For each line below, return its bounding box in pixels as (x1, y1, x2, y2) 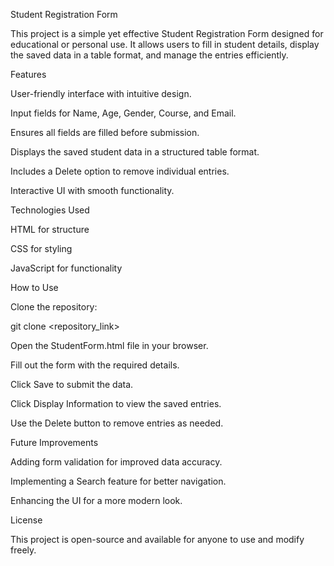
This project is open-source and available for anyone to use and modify (10, 534, 305, 545)
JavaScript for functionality (10, 262, 123, 274)
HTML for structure (10, 224, 90, 235)
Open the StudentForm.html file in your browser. (10, 340, 209, 351)
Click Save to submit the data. (10, 379, 134, 390)
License (10, 514, 43, 526)
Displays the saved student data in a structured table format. (10, 146, 260, 158)
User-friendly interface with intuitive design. (10, 88, 192, 99)
